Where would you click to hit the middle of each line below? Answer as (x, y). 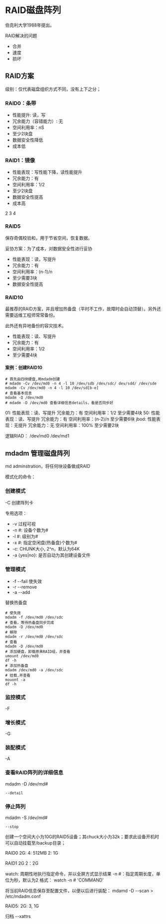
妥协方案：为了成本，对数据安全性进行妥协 (49, 248)
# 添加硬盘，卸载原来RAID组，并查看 (38, 652)
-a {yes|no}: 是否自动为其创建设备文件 (51, 555)
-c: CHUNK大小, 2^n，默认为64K (46, 549)
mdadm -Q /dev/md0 (24, 398)
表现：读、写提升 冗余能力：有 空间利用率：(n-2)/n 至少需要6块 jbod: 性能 (81, 419)
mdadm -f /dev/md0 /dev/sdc (34, 617)
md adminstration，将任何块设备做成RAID (48, 466)
